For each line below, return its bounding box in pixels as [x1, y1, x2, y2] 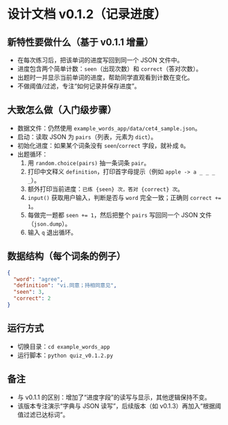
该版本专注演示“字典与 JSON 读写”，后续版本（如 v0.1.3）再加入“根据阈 [17, 401, 222, 410]
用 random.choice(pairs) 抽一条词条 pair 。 [27, 158, 150, 167]
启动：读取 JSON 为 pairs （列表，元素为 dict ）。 [17, 133, 157, 141]
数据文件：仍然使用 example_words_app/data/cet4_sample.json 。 [17, 124, 201, 132]
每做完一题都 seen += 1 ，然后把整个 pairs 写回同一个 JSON [27, 210, 198, 219]
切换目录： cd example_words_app [17, 342, 110, 351]
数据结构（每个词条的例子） [7, 251, 126, 262]
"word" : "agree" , [13, 276, 64, 283]
